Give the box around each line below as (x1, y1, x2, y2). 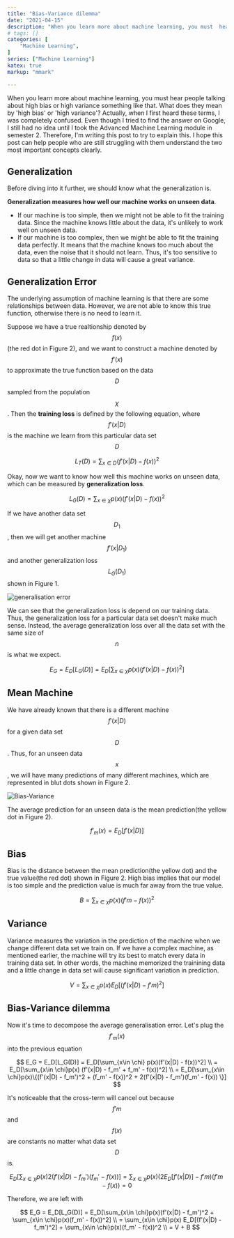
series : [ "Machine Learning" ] (7, 56, 95, 63)
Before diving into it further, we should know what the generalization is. (7, 184, 212, 192)
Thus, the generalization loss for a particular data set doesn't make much (7, 614, 217, 622)
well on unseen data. (17, 226, 77, 234)
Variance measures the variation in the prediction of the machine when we (7, 936, 221, 945)
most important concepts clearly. (7, 146, 102, 154)
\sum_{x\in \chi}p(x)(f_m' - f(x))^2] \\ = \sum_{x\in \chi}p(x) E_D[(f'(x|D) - (12, 1216, 222, 1224)
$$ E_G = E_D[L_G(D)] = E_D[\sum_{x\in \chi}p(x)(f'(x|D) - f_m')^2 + (19, 1208, 214, 1216)
